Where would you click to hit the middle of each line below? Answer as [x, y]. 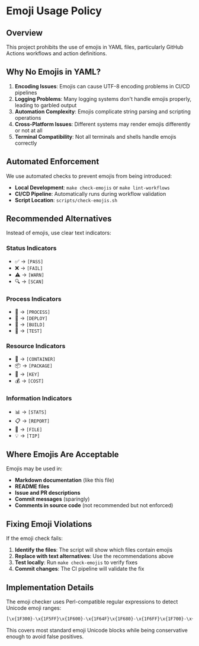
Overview [25, 33]
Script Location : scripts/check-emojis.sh [66, 200]
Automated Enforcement [53, 162]
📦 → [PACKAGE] [33, 365]
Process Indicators [34, 299]
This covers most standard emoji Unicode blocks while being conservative [97, 630]
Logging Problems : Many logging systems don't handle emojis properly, [103, 98]
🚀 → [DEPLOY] [31, 318]
